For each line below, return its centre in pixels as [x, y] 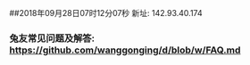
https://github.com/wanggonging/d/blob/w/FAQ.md [125, 50]
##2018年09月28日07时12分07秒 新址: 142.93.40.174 [106, 13]
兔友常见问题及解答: [52, 38]
